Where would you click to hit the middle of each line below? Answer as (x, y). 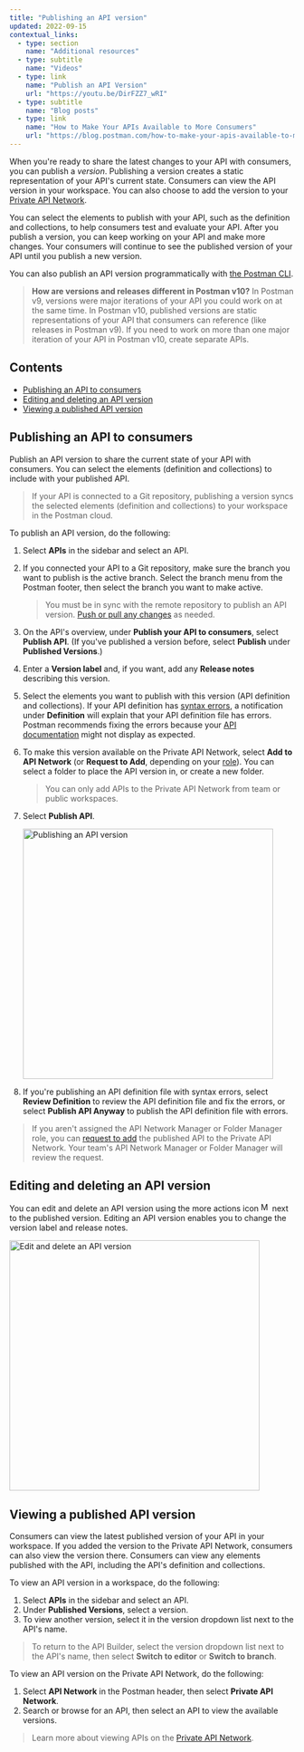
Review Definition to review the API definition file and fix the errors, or (154, 1101)
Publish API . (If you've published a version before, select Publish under (157, 641)
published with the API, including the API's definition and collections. (137, 1565)
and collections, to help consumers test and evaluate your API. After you (144, 226)
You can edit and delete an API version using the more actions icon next (149, 1208)
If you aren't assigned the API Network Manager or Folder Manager (157, 1128)
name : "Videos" (54, 69)
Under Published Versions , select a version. (105, 1610)
